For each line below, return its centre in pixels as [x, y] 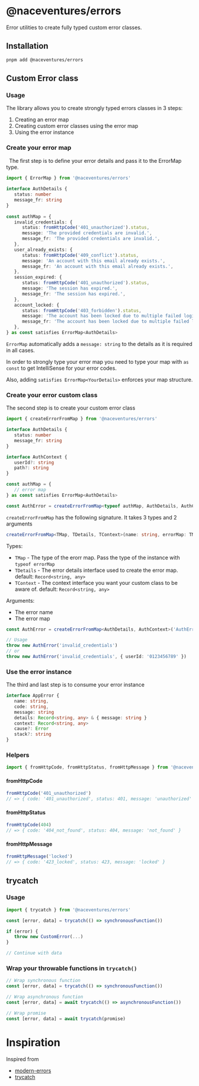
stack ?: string [33, 734]
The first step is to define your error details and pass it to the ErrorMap [95, 160]
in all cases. [21, 350]
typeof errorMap [35, 564]
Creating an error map [42, 119]
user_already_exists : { [43, 250]
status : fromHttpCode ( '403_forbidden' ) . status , [82, 310]
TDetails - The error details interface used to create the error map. [96, 570]
